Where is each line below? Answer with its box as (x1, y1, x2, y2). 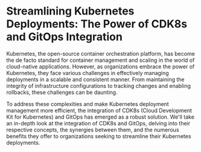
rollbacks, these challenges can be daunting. (6, 88, 118, 96)
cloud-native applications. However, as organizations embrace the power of (6, 62, 195, 70)
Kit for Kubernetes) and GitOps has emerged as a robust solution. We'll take (6, 113, 195, 121)
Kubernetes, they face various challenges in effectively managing (6, 69, 169, 76)
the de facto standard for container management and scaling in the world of (6, 56, 195, 64)
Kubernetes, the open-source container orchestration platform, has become (6, 50, 195, 57)
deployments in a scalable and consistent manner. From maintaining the (6, 76, 185, 83)
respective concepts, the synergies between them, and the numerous (6, 126, 179, 133)
